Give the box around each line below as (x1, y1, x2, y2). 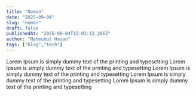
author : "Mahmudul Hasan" (6, 36, 71, 42)
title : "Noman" (6, 8, 44, 15)
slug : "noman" (6, 20, 42, 25)
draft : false (6, 25, 39, 31)
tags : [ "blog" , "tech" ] (6, 42, 63, 48)
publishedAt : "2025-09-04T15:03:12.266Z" (6, 31, 111, 37)
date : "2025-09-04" (6, 14, 55, 20)
